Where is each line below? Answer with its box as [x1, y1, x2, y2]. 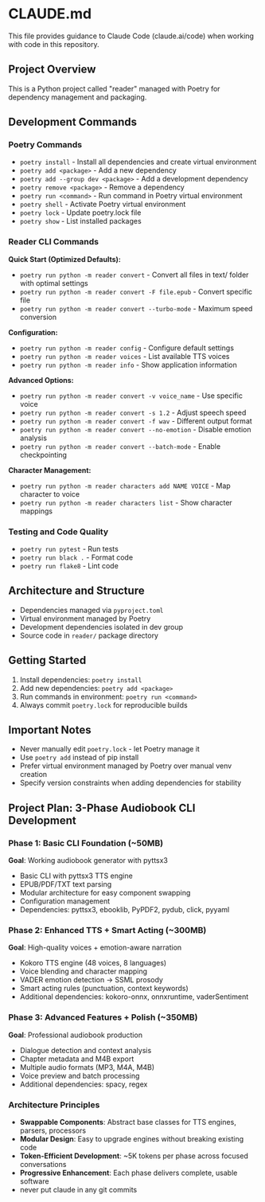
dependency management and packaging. [8, 92, 147, 102]
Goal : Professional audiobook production [8, 1030, 143, 1040]
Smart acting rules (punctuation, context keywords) [19, 984, 189, 993]
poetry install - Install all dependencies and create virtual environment [19, 157, 257, 167]
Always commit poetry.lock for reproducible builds [19, 700, 189, 709]
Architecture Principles [8, 1099, 100, 1110]
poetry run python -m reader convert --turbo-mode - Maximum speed [19, 303, 253, 313]
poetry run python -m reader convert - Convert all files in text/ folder [19, 270, 249, 279]
